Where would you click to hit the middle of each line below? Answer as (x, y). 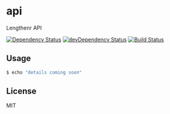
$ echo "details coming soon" (44, 72)
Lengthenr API (24, 28)
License (21, 91)
